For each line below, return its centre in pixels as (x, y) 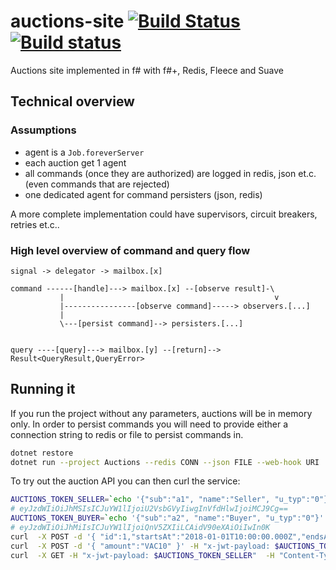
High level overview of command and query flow (130, 250)
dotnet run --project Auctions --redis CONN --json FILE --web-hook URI (165, 462)
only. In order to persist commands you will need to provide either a (149, 424)
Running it (43, 389)
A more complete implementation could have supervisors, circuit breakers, (164, 214)
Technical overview (72, 101)
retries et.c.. (35, 224)
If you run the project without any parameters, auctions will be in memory (161, 413)
